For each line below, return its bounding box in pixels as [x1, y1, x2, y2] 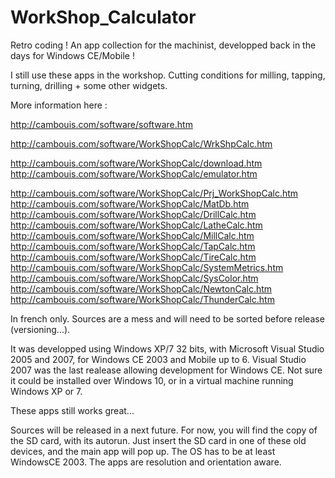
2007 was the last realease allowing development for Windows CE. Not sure [10, 364, 323, 376]
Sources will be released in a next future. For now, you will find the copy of [10, 424, 318, 436]
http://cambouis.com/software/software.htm [10, 118, 193, 130]
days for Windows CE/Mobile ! [10, 49, 135, 61]
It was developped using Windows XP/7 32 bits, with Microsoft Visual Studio [10, 342, 325, 355]
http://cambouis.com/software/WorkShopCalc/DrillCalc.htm [10, 208, 257, 220]
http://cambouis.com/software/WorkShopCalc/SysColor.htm [10, 272, 259, 284]
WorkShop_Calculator [10, 6, 197, 29]
